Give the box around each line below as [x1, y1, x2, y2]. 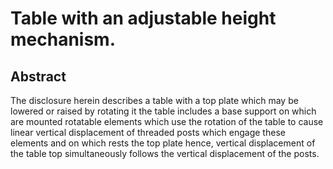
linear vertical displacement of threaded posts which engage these [10, 127, 286, 138]
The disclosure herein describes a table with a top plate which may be [10, 95, 299, 106]
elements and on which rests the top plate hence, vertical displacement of [10, 137, 316, 149]
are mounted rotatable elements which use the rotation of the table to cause [10, 116, 324, 127]
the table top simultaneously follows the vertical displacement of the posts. [10, 148, 320, 159]
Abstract [10, 68, 67, 85]
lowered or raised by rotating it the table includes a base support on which [10, 105, 317, 117]
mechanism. [10, 28, 116, 51]
